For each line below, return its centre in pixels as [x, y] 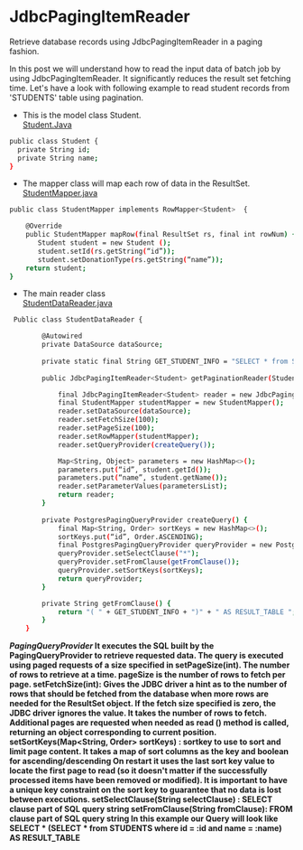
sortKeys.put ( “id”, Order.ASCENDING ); [130, 537]
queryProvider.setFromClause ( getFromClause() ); [149, 562]
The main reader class [64, 294]
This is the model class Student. [82, 115]
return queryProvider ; [100, 579]
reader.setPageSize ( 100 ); [106, 428]
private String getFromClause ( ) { [106, 603]
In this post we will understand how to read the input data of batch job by [145, 69]
